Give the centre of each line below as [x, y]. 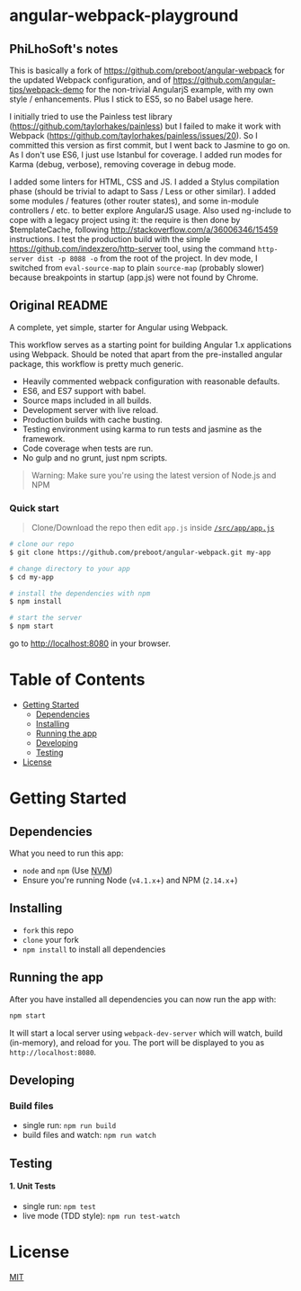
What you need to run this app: [66, 853]
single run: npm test [59, 1206]
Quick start [35, 507]
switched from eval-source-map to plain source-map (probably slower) [137, 268]
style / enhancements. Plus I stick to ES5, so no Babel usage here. [132, 99]
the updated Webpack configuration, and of [90, 80]
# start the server [46, 618]
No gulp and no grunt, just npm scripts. [95, 457]
